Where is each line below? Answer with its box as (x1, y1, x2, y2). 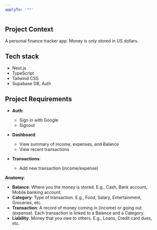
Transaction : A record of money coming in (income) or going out (12, 205, 142, 211)
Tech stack (5, 52, 39, 60)
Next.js (12, 65, 27, 71)
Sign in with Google (19, 117, 59, 123)
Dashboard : (12, 132, 36, 138)
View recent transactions (19, 147, 69, 153)
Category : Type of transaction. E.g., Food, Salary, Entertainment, (12, 194, 142, 200)
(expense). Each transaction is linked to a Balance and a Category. (12, 210, 144, 216)
